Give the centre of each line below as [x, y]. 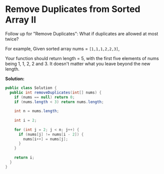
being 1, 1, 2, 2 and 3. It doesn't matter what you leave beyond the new [78, 63]
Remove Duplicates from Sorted [73, 9]
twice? [12, 39]
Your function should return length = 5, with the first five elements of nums [82, 58]
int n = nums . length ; [36, 111]
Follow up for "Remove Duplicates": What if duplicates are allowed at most [82, 33]
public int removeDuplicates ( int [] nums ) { [55, 92]
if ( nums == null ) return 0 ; [44, 97]
